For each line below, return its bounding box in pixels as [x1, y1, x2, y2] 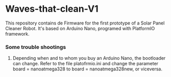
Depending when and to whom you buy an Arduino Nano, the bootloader [12, 55, 166, 61]
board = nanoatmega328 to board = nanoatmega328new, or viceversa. [12, 66, 162, 72]
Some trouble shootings [5, 43, 66, 50]
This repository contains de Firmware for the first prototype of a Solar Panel [5, 20, 165, 26]
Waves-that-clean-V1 [5, 3, 99, 15]
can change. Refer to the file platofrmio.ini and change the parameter [12, 61, 159, 67]
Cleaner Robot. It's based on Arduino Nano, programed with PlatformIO [5, 25, 155, 31]
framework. [5, 31, 30, 37]
